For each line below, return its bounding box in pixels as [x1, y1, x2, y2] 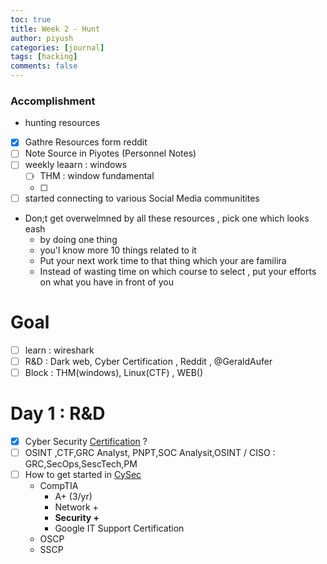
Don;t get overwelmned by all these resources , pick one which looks [24, 212, 310, 224]
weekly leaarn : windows [24, 159, 128, 171]
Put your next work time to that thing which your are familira [39, 254, 287, 266]
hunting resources [24, 117, 101, 129]
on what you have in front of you [39, 276, 174, 288]
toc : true [10, 14, 52, 25]
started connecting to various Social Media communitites [24, 192, 260, 204]
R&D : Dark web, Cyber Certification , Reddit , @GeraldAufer [24, 355, 273, 367]
